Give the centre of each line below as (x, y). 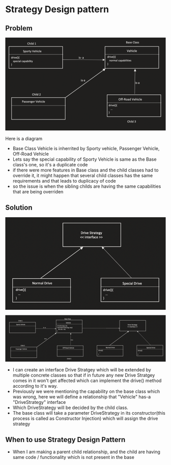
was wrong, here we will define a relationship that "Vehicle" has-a (82, 397)
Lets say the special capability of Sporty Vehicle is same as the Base (84, 159)
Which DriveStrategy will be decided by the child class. (70, 408)
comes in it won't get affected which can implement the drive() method (87, 381)
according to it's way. (35, 386)
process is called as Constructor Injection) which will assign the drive (85, 418)
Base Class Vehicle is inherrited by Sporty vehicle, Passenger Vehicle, (86, 148)
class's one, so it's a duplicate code (50, 164)
